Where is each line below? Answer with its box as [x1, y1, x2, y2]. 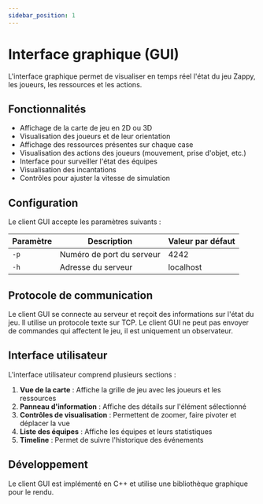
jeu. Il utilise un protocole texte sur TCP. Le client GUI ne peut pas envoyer [8, 318, 250, 327]
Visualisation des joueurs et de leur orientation [19, 131, 171, 142]
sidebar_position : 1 [8, 11, 76, 20]
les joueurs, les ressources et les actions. [8, 79, 143, 89]
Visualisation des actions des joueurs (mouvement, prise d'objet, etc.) [19, 149, 246, 158]
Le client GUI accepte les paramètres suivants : [8, 217, 161, 226]
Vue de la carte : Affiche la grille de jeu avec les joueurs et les [19, 384, 222, 394]
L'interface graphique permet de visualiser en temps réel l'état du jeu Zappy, [8, 72, 256, 81]
